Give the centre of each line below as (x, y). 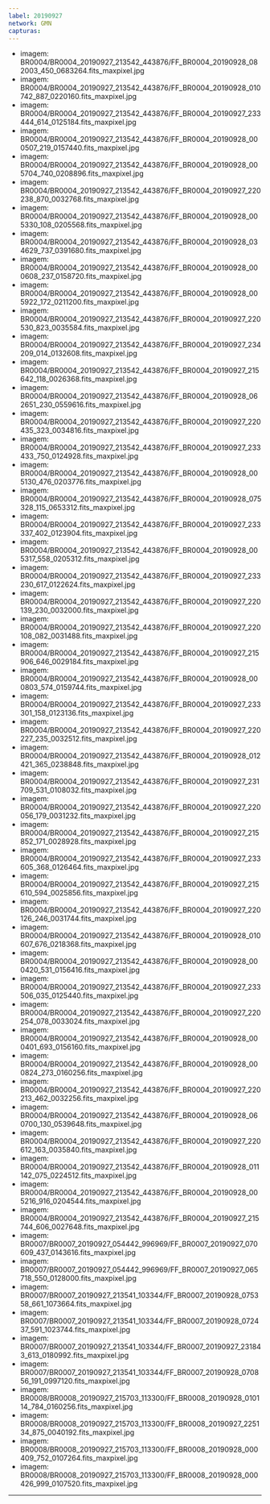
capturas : (25, 31)
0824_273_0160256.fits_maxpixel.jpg (81, 1073)
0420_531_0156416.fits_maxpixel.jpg (80, 970)
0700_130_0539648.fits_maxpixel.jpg (81, 1124)
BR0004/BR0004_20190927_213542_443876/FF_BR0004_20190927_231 (139, 782)
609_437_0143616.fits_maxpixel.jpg (78, 1253)
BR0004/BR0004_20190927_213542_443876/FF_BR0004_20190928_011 (139, 1167)
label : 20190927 (35, 16)
